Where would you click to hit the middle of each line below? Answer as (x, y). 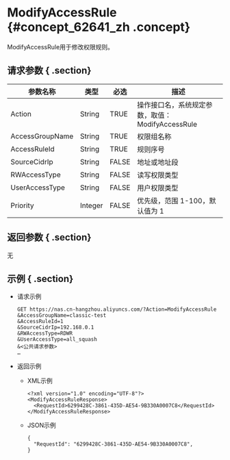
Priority (22, 205)
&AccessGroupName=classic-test (62, 316)
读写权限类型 (157, 175)
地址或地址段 (157, 162)
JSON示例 (41, 425)
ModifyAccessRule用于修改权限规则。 (61, 47)
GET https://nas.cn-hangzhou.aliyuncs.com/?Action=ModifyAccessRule (117, 309)
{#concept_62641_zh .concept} (99, 27)
